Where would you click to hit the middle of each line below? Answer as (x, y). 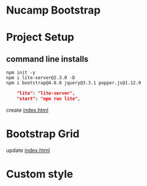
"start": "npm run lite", (49, 99)
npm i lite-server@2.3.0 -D (41, 78)
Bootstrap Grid (43, 134)
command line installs (47, 59)
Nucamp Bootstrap (53, 10)
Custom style (40, 174)
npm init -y (21, 73)
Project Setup (40, 37)
